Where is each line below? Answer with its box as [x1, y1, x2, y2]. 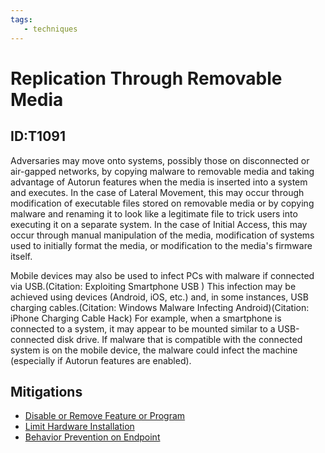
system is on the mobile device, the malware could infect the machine [10, 344, 298, 356]
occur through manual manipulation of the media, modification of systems [10, 229, 315, 241]
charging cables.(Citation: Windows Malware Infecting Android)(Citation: [10, 301, 310, 313]
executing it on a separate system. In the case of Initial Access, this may [10, 218, 308, 230]
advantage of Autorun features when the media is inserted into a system [10, 176, 308, 188]
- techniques [23, 24, 78, 34]
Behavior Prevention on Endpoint [24, 431, 161, 443]
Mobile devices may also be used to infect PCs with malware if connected [10, 269, 315, 281]
